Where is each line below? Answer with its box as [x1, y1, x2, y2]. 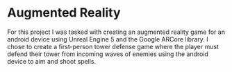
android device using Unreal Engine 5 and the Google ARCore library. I [7, 35, 208, 43]
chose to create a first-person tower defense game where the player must [7, 42, 219, 51]
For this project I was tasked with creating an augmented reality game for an [7, 28, 226, 36]
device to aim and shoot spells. [7, 57, 96, 65]
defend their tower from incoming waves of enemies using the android [7, 50, 208, 58]
